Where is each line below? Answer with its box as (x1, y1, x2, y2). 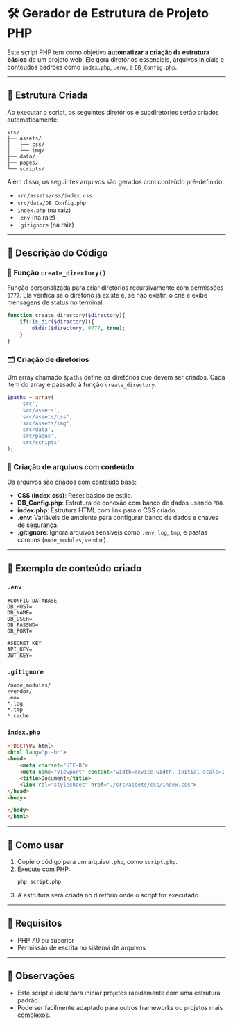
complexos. (17, 1011, 51, 1019)
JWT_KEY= (7, 651, 33, 659)
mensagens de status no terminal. (7, 298, 104, 307)
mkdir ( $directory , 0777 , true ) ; (32, 325, 126, 332)
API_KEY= (7, 646, 33, 653)
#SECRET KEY (7, 640, 42, 646)
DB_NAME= (7, 609, 33, 616)
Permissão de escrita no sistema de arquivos (17, 943, 146, 952)
